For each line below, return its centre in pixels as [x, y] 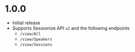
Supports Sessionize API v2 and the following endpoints [71, 28]
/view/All [30, 34]
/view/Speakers [36, 39]
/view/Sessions [36, 44]
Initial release [26, 23]
